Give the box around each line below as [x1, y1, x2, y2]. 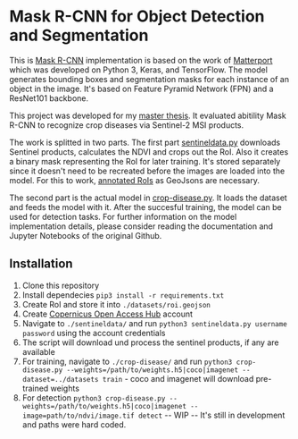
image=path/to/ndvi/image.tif [21, 411, 136, 420]
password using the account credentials [21, 327, 166, 338]
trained [21, 383, 49, 393]
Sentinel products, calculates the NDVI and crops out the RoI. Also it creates [9, 146, 289, 157]
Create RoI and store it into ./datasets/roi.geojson [21, 299, 211, 309]
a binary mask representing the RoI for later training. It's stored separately [9, 156, 281, 166]
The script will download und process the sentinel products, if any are [21, 337, 279, 348]
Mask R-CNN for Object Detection [9, 6, 265, 27]
